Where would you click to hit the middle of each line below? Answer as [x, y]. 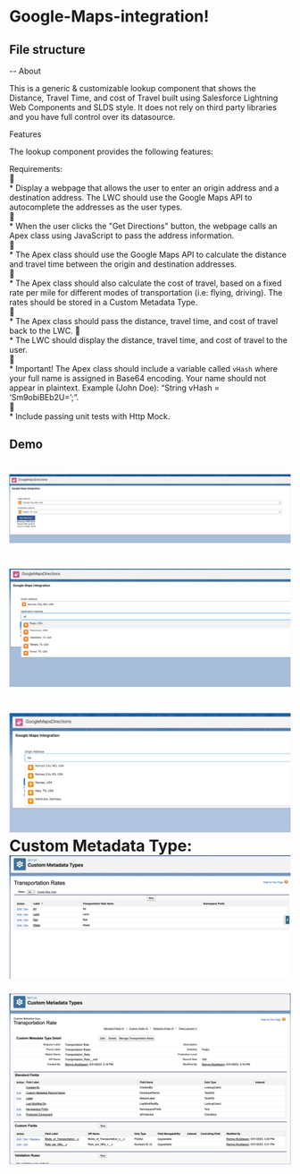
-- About [25, 71]
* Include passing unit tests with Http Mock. [90, 416]
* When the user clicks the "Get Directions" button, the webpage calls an [143, 226]
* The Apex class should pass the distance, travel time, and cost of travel [144, 321]
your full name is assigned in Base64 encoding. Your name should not [138, 378]
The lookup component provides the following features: [112, 151]
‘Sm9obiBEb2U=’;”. [44, 397]
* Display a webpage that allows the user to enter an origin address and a [144, 188]
